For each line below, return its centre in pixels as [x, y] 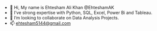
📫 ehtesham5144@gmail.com [40, 23]
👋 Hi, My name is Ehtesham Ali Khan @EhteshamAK [62, 8]
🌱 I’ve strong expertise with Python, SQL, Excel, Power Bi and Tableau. [81, 13]
